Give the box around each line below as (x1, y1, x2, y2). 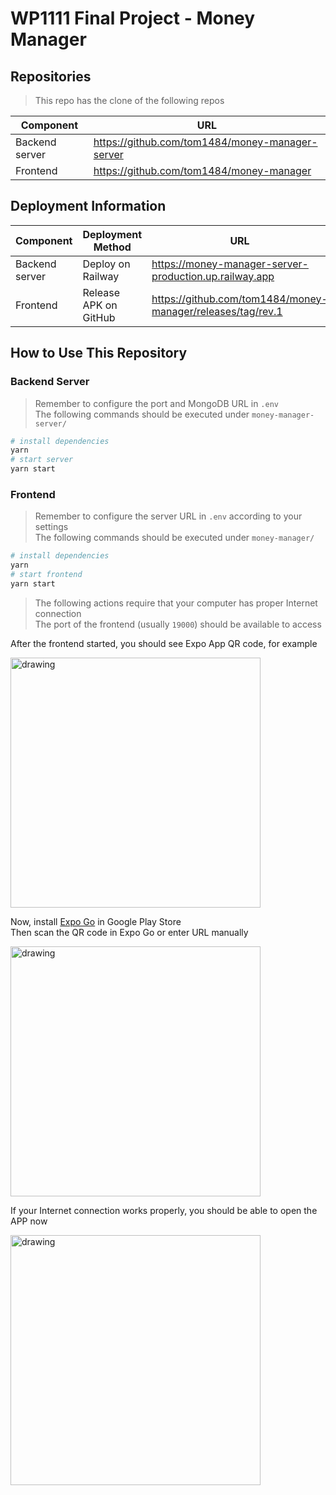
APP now (10, 1215, 48, 1227)
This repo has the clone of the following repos (34, 95, 225, 106)
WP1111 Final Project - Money (10, 7, 256, 30)
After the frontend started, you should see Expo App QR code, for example (10, 637, 318, 649)
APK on (82, 298, 118, 312)
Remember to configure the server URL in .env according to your (34, 510, 303, 522)
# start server (10, 455, 74, 465)
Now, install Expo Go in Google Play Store (10, 915, 182, 927)
